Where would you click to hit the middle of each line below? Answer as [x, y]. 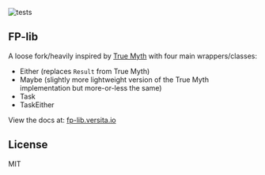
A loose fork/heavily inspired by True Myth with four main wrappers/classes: [132, 56]
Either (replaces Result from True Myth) [85, 71]
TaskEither [37, 104]
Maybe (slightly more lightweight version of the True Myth [114, 80]
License [28, 145]
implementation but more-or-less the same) [91, 87]
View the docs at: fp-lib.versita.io [62, 120]
